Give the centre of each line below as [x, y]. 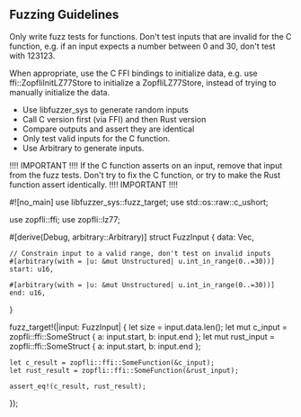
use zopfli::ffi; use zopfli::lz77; [65, 219]
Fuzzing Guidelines [64, 15]
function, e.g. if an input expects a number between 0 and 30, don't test [142, 46]
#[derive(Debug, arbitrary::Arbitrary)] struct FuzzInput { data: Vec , [132, 237]
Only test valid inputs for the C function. [96, 138]
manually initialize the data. [60, 92]
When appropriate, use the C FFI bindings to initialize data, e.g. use [133, 73]
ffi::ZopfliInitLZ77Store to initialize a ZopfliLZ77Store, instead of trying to [143, 82]
